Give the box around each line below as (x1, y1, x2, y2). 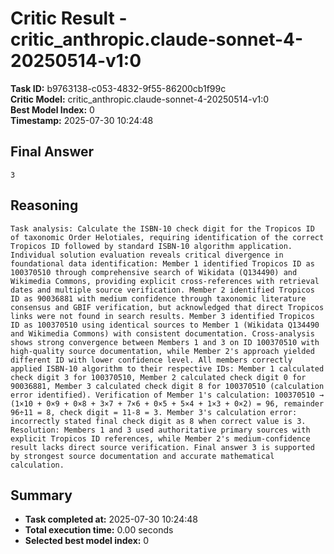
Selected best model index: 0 (24, 535, 150, 547)
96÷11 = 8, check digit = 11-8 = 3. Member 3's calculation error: (10, 407, 298, 417)
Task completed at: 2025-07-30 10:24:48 (24, 513, 198, 526)
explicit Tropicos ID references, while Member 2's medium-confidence (10, 433, 311, 444)
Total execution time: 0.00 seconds (24, 524, 174, 536)
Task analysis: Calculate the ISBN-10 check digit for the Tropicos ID (10, 223, 315, 234)
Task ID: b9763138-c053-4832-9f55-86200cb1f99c (10, 82, 227, 94)
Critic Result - (10, 7, 128, 30)
